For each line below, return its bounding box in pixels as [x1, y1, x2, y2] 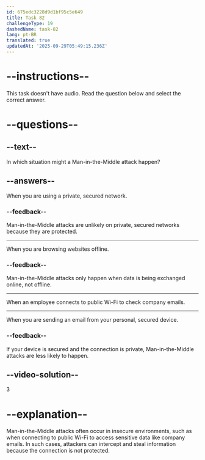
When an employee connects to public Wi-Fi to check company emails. [6, 299, 185, 306]
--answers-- [6, 176, 55, 187]
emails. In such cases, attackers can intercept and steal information [6, 440, 176, 448]
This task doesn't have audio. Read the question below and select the [6, 89, 181, 97]
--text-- [6, 142, 37, 152]
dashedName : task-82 [6, 26, 59, 32]
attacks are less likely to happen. [6, 352, 89, 359]
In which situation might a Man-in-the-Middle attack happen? [6, 158, 160, 165]
